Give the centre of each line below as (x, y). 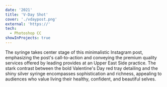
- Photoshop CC (26, 33)
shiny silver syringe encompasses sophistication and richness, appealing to (83, 73)
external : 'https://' (28, 24)
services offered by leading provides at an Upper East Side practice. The (80, 63)
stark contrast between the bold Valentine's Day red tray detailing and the (82, 68)
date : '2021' (19, 10)
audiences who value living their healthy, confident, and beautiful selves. (81, 79)
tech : (11, 29)
